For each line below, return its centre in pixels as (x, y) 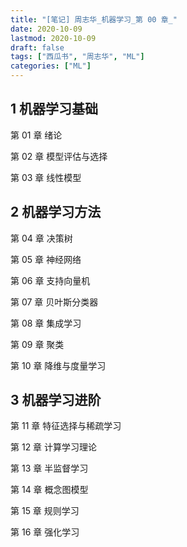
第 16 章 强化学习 (45, 532)
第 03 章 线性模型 (46, 177)
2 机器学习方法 (56, 212)
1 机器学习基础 (54, 109)
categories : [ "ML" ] (51, 66)
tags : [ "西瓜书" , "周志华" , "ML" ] (77, 57)
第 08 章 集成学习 (46, 323)
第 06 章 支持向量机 (50, 280)
